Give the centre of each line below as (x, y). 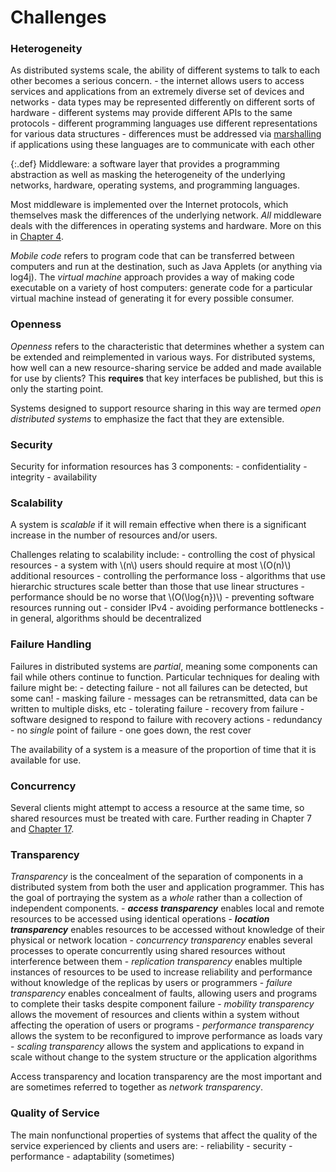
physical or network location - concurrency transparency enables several (161, 940)
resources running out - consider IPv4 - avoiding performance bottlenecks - (167, 608)
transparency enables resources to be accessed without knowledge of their (168, 930)
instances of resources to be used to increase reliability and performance (161, 972)
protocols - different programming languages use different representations (164, 123)
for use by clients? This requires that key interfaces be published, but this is (167, 378)
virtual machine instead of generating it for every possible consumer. (152, 298)
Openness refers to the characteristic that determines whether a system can (167, 346)
